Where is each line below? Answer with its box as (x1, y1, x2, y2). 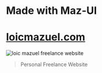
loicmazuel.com (6, 31, 86, 44)
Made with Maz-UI (6, 4, 97, 17)
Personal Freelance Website (20, 61, 88, 68)
